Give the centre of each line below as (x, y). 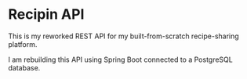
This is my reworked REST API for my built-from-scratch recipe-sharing (123, 36)
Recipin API (46, 14)
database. (24, 67)
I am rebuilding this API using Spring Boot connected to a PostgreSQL (120, 59)
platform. (23, 44)
